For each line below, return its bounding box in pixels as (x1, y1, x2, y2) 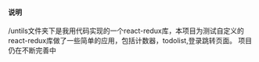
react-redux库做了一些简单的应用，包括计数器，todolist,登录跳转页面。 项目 (8, 36, 253, 46)
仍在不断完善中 (8, 46, 56, 55)
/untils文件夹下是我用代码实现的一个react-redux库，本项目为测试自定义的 (8, 26, 244, 35)
